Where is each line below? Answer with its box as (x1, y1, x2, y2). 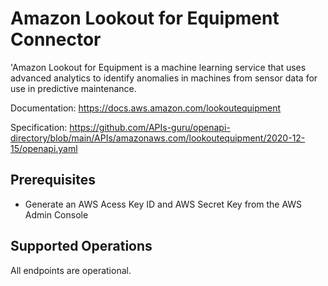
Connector (10, 28, 102, 51)
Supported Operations (10, 238, 153, 255)
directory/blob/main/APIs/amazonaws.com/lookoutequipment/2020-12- (10, 132, 306, 144)
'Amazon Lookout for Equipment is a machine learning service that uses (10, 61, 307, 73)
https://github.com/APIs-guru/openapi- (69, 121, 231, 133)
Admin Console (24, 208, 89, 221)
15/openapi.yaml (10, 142, 78, 154)
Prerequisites (10, 172, 96, 189)
